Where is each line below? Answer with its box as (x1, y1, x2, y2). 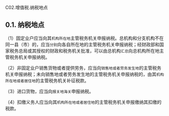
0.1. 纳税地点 (5, 21, 45, 29)
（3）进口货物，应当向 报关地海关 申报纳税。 (5, 88, 94, 94)
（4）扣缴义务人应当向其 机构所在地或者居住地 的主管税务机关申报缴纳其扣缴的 (5, 99, 161, 105)
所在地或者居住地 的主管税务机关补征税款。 (5, 78, 89, 84)
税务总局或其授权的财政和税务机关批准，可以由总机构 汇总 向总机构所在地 (9, 48, 160, 54)
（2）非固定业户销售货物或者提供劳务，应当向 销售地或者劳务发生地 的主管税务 (5, 65, 161, 71)
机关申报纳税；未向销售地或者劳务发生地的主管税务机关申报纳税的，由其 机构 (5, 71, 164, 77)
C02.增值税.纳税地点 (5, 5, 48, 10)
